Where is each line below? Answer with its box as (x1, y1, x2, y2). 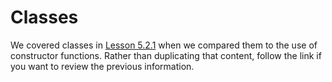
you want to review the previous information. (10, 60, 195, 72)
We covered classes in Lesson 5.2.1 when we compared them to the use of (10, 39, 318, 51)
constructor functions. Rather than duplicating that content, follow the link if (10, 49, 322, 61)
